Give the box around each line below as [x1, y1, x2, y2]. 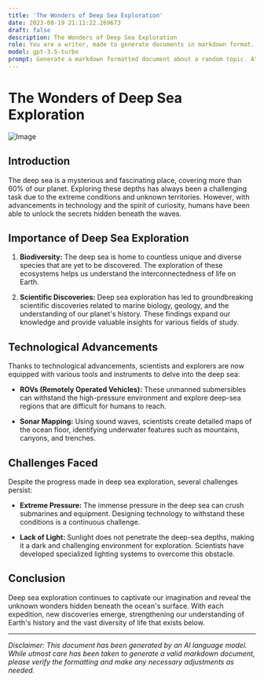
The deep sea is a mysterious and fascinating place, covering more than [8, 175, 242, 185]
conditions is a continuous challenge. [19, 518, 141, 527]
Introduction [8, 155, 71, 168]
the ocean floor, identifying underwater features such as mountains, [19, 425, 240, 434]
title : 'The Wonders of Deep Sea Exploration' [8, 11, 163, 20]
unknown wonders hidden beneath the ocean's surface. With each [8, 601, 224, 610]
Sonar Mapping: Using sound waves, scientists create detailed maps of [19, 417, 252, 427]
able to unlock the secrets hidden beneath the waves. [8, 209, 182, 218]
